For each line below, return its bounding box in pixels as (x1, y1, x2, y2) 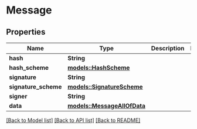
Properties (6, 27, 46, 37)
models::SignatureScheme (67, 83, 143, 91)
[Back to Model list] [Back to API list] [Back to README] (6, 117, 141, 124)
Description (151, 45, 185, 52)
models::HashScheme (67, 64, 130, 72)
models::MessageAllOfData (67, 102, 145, 110)
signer (9, 92, 28, 100)
